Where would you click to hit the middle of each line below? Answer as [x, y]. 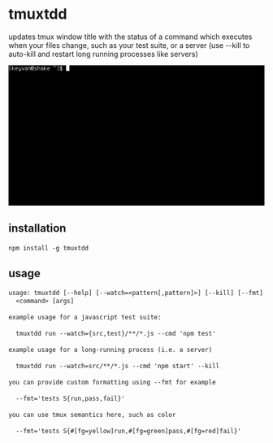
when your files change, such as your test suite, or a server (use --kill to [129, 45]
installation [37, 228]
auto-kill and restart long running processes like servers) [104, 54]
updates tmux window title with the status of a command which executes [130, 37]
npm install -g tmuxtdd [49, 249]
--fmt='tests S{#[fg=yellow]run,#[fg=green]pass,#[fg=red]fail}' [129, 432]
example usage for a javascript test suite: [85, 318]
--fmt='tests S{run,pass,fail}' [71, 399]
